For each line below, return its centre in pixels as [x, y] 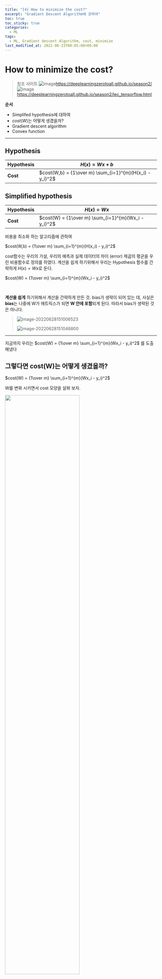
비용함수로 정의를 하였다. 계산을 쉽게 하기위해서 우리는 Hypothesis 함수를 [79, 262]
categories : [17, 28]
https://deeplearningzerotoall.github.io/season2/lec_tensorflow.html [84, 94]
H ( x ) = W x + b [97, 164]
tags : [10, 37]
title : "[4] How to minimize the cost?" [46, 9]
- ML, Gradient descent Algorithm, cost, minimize [61, 41]
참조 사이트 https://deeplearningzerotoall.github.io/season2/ [84, 83]
